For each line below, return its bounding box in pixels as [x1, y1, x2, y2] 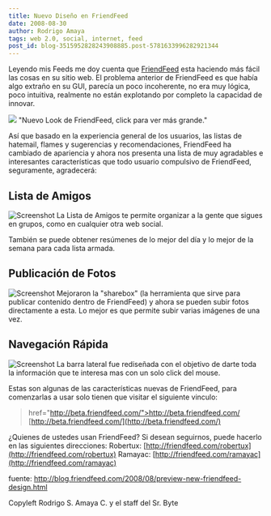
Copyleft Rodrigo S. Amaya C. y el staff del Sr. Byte [8, 497, 179, 507]
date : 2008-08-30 [8, 19, 67, 28]
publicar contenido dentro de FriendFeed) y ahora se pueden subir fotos [8, 296, 249, 306]
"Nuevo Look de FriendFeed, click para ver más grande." [18, 115, 208, 126]
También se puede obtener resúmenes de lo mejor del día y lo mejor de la [8, 234, 254, 244]
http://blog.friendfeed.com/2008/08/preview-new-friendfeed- [33, 473, 242, 483]
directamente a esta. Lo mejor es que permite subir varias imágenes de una [8, 305, 260, 315]
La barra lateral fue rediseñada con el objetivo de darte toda [56, 359, 257, 369]
